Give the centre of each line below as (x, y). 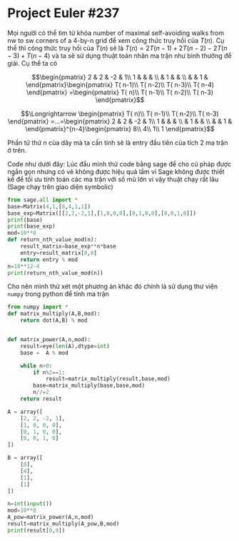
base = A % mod (45, 353)
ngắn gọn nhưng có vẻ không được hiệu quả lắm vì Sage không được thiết (116, 171)
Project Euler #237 (63, 13)
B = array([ (25, 458)
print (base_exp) (31, 226)
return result (41, 399)
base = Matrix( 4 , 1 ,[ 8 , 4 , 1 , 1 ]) (49, 206)
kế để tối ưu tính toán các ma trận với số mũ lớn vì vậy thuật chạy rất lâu (113, 179)
